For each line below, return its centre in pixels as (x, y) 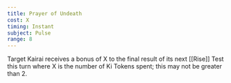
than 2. (17, 74)
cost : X (18, 20)
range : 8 (20, 39)
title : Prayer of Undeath (44, 13)
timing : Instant (31, 26)
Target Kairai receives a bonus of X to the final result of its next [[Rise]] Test (115, 59)
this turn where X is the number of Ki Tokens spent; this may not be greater (114, 66)
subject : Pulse (29, 33)
